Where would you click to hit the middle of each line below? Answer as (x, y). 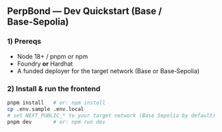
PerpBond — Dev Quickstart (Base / (85, 11)
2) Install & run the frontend (54, 88)
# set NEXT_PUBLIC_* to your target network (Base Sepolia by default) (111, 116)
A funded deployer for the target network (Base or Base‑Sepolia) (108, 70)
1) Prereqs (24, 42)
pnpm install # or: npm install (57, 103)
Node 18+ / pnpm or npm (52, 56)
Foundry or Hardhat (45, 64)
